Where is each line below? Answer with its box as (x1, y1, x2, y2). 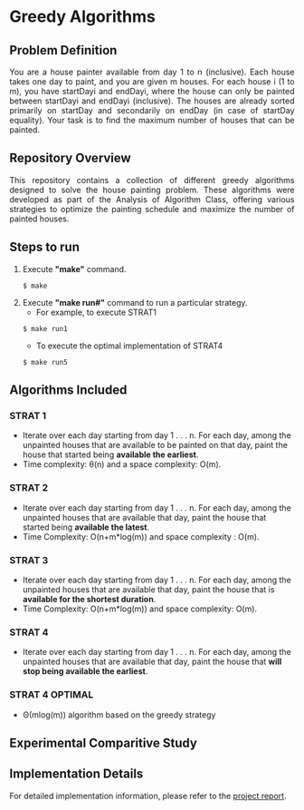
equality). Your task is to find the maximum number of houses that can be (9, 115, 295, 125)
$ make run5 (22, 357, 68, 366)
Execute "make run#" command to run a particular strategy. (22, 297, 248, 307)
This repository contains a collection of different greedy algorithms (9, 174, 295, 185)
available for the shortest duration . (22, 593, 157, 604)
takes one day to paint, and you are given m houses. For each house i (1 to (9, 76, 295, 87)
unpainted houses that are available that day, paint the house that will (22, 656, 282, 668)
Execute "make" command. (22, 263, 127, 274)
